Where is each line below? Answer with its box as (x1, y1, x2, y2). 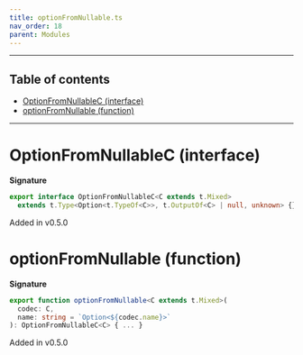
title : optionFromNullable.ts (9, 13, 124, 23)
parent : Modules (9, 30, 70, 39)
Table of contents (9, 71, 110, 86)
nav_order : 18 (9, 22, 63, 31)
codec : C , (17, 304, 54, 314)
